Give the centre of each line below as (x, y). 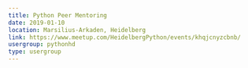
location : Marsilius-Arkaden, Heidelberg (77, 30)
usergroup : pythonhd (42, 45)
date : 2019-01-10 (37, 23)
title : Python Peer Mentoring (58, 15)
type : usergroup (35, 52)
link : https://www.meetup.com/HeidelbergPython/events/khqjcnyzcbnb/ (125, 37)
